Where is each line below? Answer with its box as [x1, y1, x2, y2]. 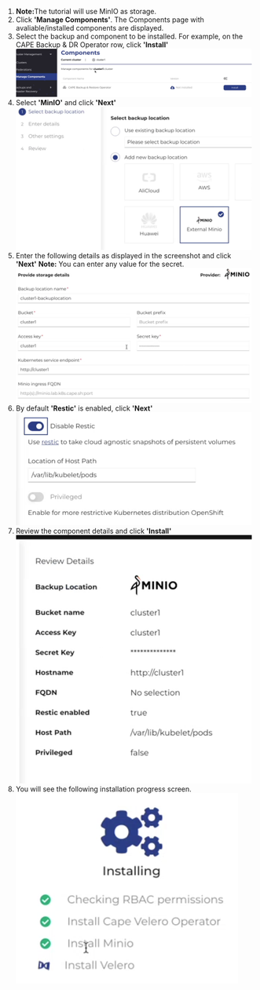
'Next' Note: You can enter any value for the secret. [15, 259, 185, 269]
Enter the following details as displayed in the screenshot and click [15, 251, 232, 261]
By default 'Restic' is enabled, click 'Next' [15, 404, 153, 413]
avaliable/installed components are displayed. [15, 24, 164, 32]
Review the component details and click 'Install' [15, 526, 172, 535]
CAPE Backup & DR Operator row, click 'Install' [15, 40, 169, 49]
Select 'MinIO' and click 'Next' [15, 98, 116, 107]
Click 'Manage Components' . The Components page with [15, 15, 204, 24]
